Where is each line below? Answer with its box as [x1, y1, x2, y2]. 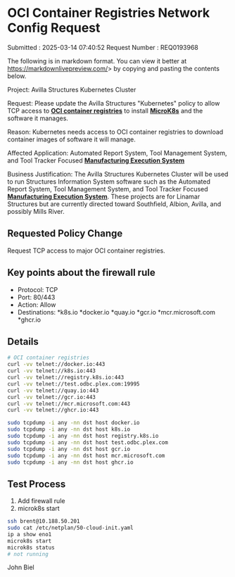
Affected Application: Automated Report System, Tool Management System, [7, 148, 227, 157]
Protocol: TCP [17, 285, 58, 293]
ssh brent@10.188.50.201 [7, 518, 80, 525]
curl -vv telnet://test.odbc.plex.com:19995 [7, 380, 140, 388]
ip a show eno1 [7, 531, 52, 538]
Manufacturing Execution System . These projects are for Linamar [7, 192, 201, 201]
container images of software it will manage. [7, 135, 136, 144]
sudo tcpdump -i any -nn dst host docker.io [7, 419, 140, 426]
